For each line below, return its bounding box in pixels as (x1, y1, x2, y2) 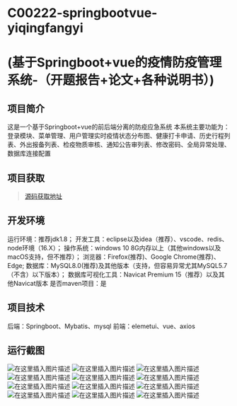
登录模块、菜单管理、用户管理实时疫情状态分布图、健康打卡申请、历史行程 (7, 132, 224, 140)
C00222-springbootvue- (7, 5, 158, 21)
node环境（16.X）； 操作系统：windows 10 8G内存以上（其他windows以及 (7, 243, 221, 252)
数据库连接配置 (7, 149, 51, 158)
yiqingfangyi (7, 20, 83, 36)
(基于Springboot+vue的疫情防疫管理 (7, 54, 222, 71)
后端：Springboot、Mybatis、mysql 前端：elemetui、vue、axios (7, 322, 196, 330)
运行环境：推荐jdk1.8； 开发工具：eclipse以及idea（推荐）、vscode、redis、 (7, 235, 229, 243)
